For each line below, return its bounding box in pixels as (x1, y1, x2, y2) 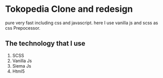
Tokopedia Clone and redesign (5, 3, 133, 15)
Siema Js (12, 63, 31, 69)
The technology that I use (5, 39, 85, 48)
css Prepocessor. (5, 25, 41, 31)
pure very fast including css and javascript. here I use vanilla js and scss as (5, 20, 158, 26)
